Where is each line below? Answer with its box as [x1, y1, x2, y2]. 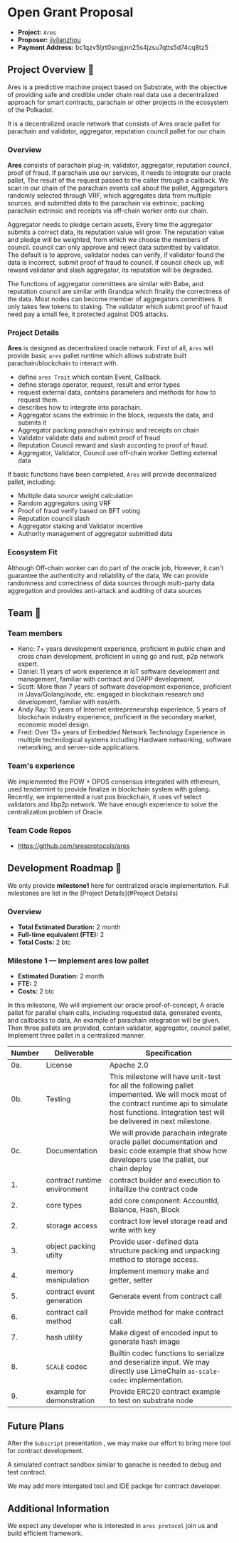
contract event [46, 1287, 95, 1297]
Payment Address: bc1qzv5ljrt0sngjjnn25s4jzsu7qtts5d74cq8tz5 [17, 43, 208, 51]
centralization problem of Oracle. [7, 807, 105, 816]
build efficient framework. [7, 1529, 83, 1537]
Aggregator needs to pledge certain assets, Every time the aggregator [7, 221, 213, 229]
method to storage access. [109, 1255, 199, 1265]
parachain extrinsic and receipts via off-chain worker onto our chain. [7, 206, 208, 215]
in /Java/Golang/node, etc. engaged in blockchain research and [17, 690, 204, 699]
